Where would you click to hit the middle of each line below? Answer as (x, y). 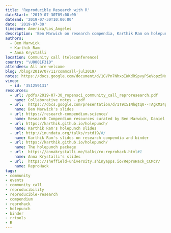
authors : (15, 39)
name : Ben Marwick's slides (44, 109)
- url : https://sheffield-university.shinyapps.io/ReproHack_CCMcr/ (85, 161)
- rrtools (16, 218)
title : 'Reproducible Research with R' (48, 10)
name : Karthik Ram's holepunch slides (55, 128)
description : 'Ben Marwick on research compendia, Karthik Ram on (77, 34)
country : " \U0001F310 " (29, 62)
